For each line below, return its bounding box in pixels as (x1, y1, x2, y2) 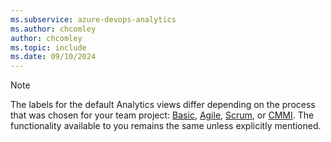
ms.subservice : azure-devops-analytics (10, 14, 177, 25)
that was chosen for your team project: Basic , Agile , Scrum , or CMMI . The (10, 109, 315, 121)
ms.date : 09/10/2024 (10, 52, 97, 62)
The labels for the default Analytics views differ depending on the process (10, 99, 316, 111)
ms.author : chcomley (10, 24, 97, 34)
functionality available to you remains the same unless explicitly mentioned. (10, 120, 322, 132)
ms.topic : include (10, 42, 87, 53)
